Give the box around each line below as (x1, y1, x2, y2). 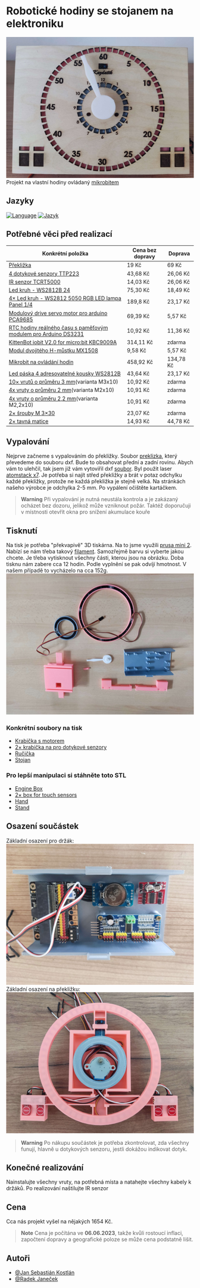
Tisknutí (6, 526, 37, 536)
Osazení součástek (6, 821, 79, 832)
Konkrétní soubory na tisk (6, 724, 83, 732)
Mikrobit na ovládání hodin (8, 359, 74, 366)
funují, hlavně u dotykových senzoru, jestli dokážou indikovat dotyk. (20, 1145, 187, 1153)
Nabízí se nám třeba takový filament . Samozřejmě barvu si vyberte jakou (6, 548, 185, 555)
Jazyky (6, 196, 35, 206)
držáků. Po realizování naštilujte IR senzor (6, 1185, 109, 1192)
